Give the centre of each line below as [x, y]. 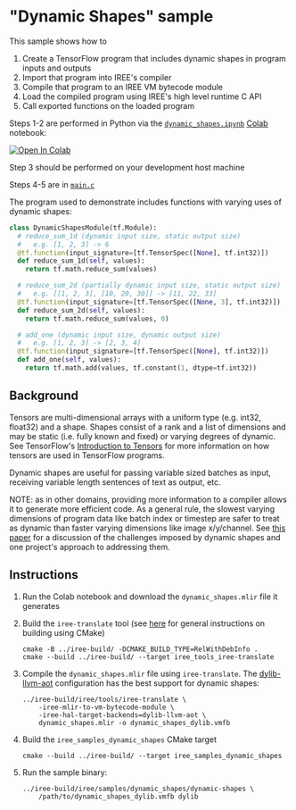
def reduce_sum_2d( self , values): [81, 310]
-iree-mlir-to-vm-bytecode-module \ [107, 707]
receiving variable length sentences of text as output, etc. [115, 482]
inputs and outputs [57, 68]
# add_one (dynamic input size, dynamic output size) [119, 335]
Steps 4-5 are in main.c [52, 184]
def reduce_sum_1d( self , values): [81, 261]
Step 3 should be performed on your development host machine [127, 167]
